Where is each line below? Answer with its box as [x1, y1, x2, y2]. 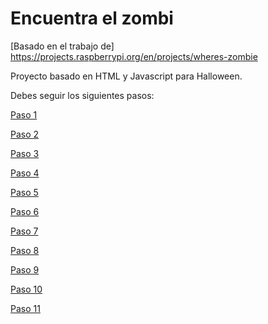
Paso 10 [10, 283, 43, 295]
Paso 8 [10, 244, 40, 256]
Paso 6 [10, 205, 40, 217]
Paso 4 [10, 167, 40, 179]
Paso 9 [10, 263, 40, 276]
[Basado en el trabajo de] [10, 40, 115, 52]
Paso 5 [10, 186, 39, 198]
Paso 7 [10, 225, 39, 237]
